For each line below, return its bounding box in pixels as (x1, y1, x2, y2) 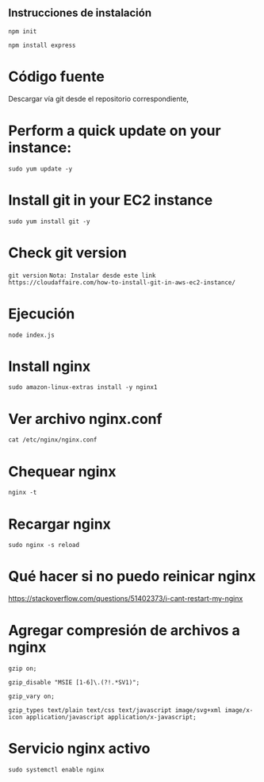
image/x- (224, 707, 254, 715)
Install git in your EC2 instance (8, 191, 213, 209)
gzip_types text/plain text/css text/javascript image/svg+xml (8, 707, 222, 715)
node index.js (8, 331, 55, 339)
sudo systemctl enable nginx (8, 766, 105, 774)
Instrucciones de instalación (8, 6, 152, 20)
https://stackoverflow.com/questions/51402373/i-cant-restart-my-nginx (8, 594, 243, 603)
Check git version (8, 244, 127, 261)
